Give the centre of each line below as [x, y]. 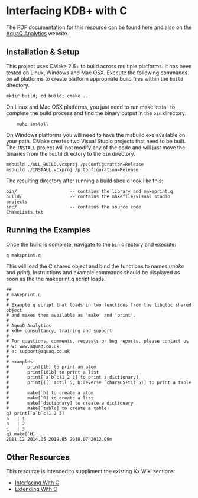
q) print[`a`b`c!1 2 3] [35, 413]
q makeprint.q [24, 255]
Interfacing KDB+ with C [67, 11]
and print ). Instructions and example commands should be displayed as [93, 272]
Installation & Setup [43, 52]
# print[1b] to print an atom [51, 367]
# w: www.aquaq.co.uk [33, 346]
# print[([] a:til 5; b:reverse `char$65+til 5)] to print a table [99, 382]
